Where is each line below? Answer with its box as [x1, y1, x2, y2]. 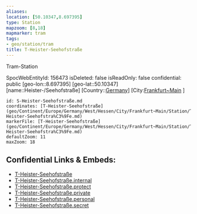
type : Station [6, 19, 41, 25]
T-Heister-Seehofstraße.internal [14, 176, 92, 184]
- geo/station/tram [6, 42, 54, 47]
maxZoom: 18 [6, 139, 35, 145]
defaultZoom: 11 [6, 134, 46, 140]
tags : [6, 36, 19, 42]
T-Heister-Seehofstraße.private [14, 189, 91, 196]
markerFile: [6, 118, 35, 124]
